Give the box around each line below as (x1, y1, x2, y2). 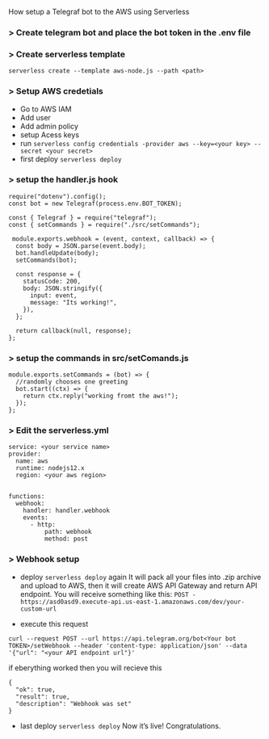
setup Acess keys (19, 129, 79, 140)
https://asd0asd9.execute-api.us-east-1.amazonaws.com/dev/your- (19, 598, 245, 606)
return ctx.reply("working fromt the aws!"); (23, 392, 179, 401)
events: (23, 514, 48, 522)
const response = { (15, 270, 82, 278)
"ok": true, (15, 686, 57, 694)
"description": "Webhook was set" (15, 699, 132, 708)
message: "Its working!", (29, 298, 117, 306)
